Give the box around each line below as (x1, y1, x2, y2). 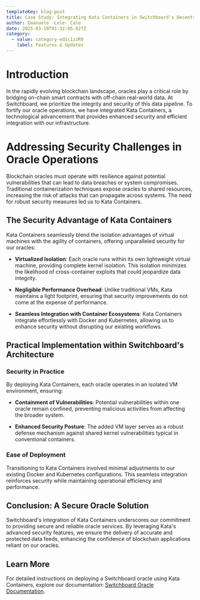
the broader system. (14, 411, 65, 419)
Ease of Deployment (6, 451, 66, 459)
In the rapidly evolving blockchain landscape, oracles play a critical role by (6, 87, 189, 94)
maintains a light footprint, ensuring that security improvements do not (14, 292, 188, 299)
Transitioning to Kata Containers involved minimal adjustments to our (6, 464, 175, 472)
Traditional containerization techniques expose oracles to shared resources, (6, 185, 193, 192)
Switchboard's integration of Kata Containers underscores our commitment (6, 516, 191, 524)
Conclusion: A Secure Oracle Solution (6, 500, 149, 510)
